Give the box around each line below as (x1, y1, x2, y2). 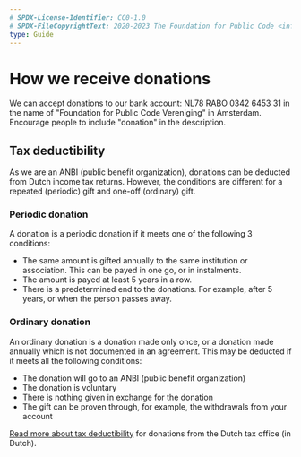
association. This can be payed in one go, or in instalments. (21, 265, 242, 276)
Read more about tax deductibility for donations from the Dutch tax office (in (9, 427, 291, 439)
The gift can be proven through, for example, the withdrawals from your (21, 401, 288, 412)
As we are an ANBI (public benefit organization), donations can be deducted (9, 167, 291, 177)
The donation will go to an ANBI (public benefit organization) (21, 373, 246, 384)
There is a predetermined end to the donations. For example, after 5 (21, 284, 273, 295)
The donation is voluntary (21, 382, 117, 392)
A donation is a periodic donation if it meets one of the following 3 (9, 228, 253, 239)
